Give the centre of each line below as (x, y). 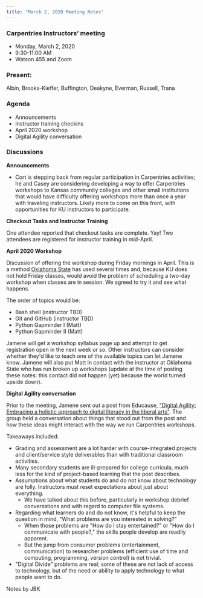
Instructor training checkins (49, 123)
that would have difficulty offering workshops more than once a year (100, 196)
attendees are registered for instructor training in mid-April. (80, 239)
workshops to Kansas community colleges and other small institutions (102, 190)
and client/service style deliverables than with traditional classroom (99, 454)
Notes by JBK (23, 588)
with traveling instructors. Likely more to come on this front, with (95, 203)
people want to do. (38, 577)
